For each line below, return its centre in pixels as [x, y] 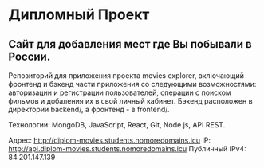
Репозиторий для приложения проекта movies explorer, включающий [126, 76]
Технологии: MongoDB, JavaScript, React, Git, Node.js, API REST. [117, 125]
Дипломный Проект [79, 15]
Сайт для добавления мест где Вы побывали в [130, 44]
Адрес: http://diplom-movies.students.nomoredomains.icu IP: [110, 140]
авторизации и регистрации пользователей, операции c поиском [120, 92]
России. [30, 56]
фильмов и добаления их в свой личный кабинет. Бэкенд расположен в [130, 101]
